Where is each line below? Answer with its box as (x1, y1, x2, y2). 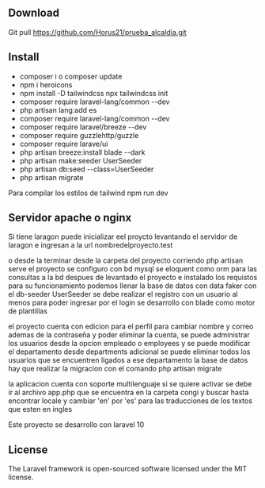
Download (8, 6, 59, 20)
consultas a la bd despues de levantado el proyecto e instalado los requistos (8, 273, 258, 282)
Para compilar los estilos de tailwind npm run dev (8, 188, 168, 198)
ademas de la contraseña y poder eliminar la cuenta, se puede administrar (8, 330, 251, 340)
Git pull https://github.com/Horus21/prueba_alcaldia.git (8, 27, 187, 37)
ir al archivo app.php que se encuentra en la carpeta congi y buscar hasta (8, 388, 249, 398)
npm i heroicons (19, 79, 73, 90)
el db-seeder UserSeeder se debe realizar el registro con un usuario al (8, 290, 239, 299)
